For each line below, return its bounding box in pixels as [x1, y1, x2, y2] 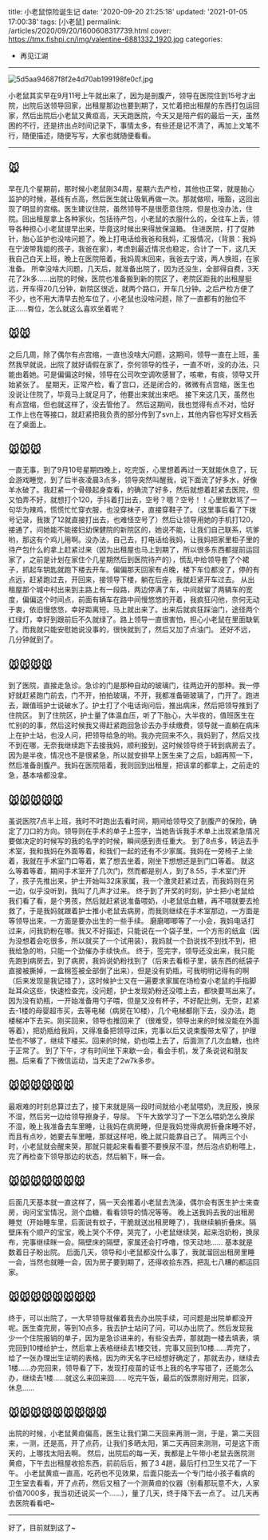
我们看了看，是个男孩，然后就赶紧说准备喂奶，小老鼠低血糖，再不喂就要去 [8, 897, 253, 906]
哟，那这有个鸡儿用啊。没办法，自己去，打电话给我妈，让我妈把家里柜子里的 [8, 535, 260, 544]
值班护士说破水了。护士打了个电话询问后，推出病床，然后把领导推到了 [29, 701, 260, 711]
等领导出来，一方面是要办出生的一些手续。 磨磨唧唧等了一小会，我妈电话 [8, 916, 248, 926]
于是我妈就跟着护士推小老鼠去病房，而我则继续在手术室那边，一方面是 [29, 906, 260, 916]
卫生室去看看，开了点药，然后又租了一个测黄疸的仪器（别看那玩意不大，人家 [8, 1479, 260, 1488]
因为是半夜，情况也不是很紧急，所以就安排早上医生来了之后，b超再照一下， [8, 750, 258, 760]
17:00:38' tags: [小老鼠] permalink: [8, 17, 122, 26]
